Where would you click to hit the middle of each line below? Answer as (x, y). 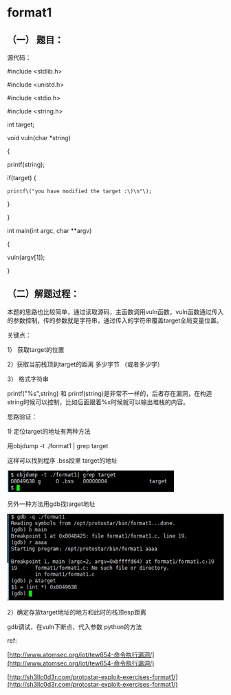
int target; (21, 124)
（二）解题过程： (43, 294)
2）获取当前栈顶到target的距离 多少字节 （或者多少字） (85, 364)
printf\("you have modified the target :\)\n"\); (80, 191)
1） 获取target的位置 (36, 349)
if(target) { (22, 178)
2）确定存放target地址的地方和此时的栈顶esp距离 (77, 613)
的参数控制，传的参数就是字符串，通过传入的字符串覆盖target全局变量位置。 (115, 320)
